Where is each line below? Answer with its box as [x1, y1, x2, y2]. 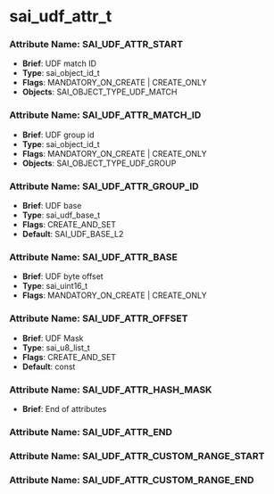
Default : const [21, 361, 76, 372]
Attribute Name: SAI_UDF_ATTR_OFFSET [9, 312, 188, 325]
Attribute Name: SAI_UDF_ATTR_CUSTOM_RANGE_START [9, 449, 265, 462]
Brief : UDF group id [21, 129, 95, 140]
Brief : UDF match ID [21, 58, 96, 69]
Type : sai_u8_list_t [21, 342, 91, 353]
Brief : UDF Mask [21, 333, 84, 343]
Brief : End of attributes [21, 403, 107, 414]
